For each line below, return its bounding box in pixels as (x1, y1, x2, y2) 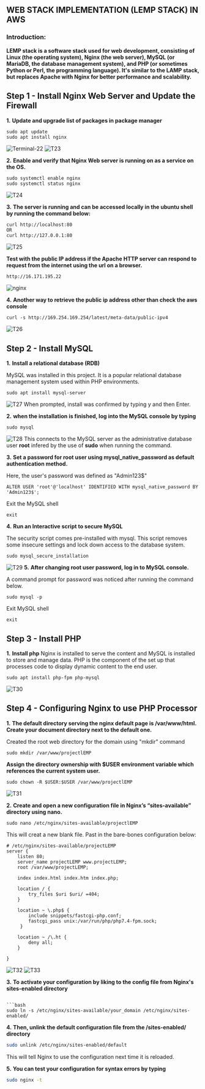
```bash (6, 1002, 26, 1008)
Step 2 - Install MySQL (6, 343, 94, 354)
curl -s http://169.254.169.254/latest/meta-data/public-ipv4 (6, 314, 168, 321)
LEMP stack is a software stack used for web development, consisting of (6, 47, 195, 54)
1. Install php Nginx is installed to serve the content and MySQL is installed (6, 650, 195, 657)
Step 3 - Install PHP (6, 633, 81, 644)
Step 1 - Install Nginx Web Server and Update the (6, 91, 196, 101)
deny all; (28, 939, 53, 945)
